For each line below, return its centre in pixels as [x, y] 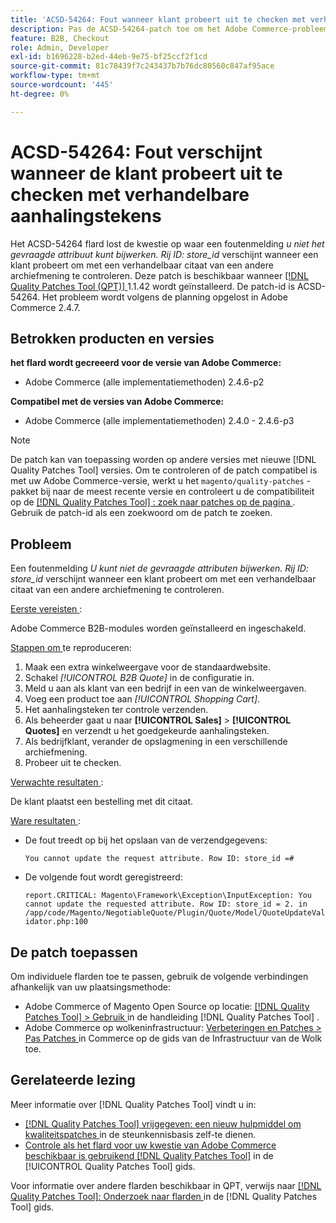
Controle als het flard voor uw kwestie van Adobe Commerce [150, 1145]
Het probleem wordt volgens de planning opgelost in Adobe [165, 297]
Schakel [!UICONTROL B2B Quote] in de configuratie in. [139, 678]
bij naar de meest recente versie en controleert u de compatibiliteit [177, 492]
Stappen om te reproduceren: [71, 648]
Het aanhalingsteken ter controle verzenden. [116, 710]
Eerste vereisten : [46, 609]
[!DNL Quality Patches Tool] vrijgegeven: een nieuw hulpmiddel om [163, 1123]
